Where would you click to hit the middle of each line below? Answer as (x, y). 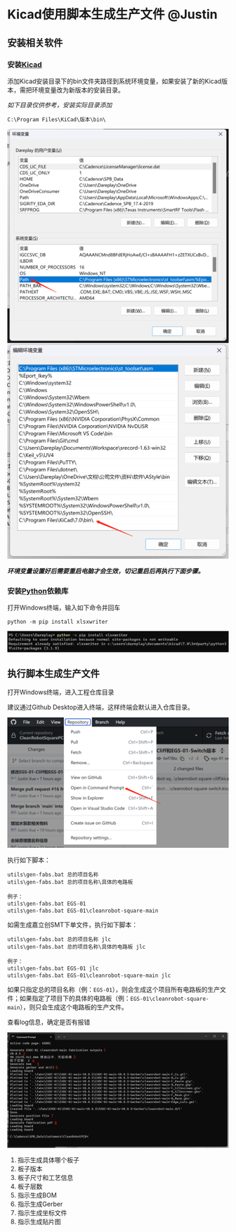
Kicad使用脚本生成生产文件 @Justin (112, 14)
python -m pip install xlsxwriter (58, 622)
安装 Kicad (25, 64)
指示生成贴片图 (39, 1222)
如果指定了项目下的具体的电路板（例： (75, 999)
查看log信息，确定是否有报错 (49, 1022)
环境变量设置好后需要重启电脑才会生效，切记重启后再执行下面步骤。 (106, 571)
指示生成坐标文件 (42, 1213)
